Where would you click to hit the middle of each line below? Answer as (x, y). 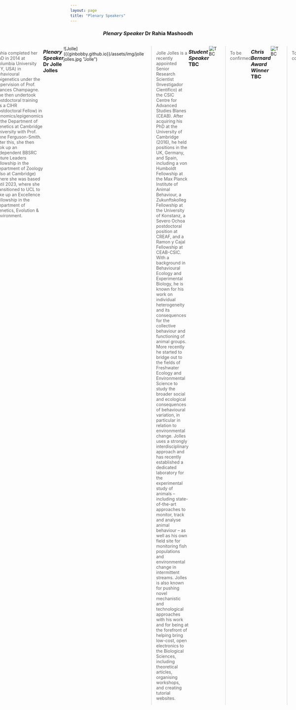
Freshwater (168, 367)
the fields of (168, 362)
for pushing (168, 588)
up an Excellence (23, 195)
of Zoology (32, 168)
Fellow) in (32, 111)
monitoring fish (171, 546)
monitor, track (170, 514)
